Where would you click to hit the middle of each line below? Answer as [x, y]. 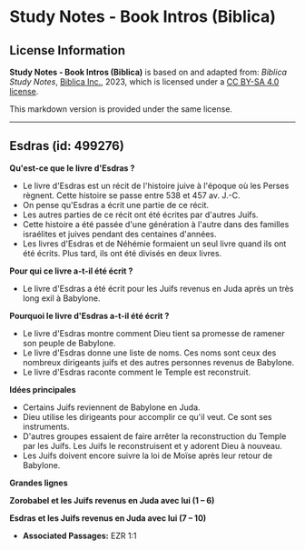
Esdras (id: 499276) [67, 146]
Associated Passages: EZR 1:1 [80, 535]
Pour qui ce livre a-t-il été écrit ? [71, 271]
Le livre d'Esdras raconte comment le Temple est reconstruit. [137, 372]
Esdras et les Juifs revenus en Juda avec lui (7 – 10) [108, 518]
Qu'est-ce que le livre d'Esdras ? [72, 168]
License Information [67, 50]
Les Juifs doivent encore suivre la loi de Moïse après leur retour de [148, 455]
